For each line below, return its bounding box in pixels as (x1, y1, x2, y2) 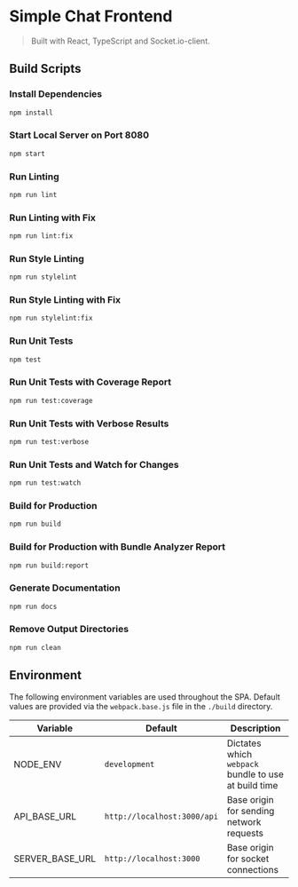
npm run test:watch (9, 479, 82, 487)
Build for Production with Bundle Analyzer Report (9, 541, 226, 553)
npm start (9, 149, 46, 158)
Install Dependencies (9, 88, 103, 100)
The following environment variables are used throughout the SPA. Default (9, 691, 281, 702)
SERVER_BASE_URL (13, 852, 97, 865)
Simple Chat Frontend (9, 6, 173, 27)
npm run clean (9, 643, 62, 652)
